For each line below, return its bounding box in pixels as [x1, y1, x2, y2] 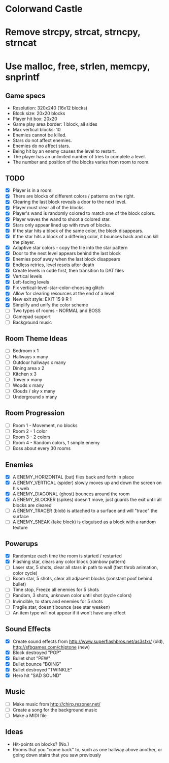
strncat [5, 37, 37, 49]
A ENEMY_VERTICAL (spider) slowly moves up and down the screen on [12, 479, 162, 486]
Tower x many [12, 376, 43, 382]
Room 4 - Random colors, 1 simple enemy [12, 440, 100, 445]
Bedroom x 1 [12, 348, 39, 354]
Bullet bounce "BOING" [12, 661, 61, 667]
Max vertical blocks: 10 [12, 127, 61, 133]
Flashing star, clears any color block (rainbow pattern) [12, 558, 126, 565]
